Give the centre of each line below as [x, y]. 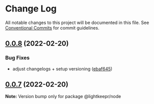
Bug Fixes [18, 58]
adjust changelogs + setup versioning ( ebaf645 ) [62, 68]
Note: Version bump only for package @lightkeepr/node [63, 96]
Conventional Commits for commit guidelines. [52, 27]
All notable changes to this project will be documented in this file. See [77, 22]
